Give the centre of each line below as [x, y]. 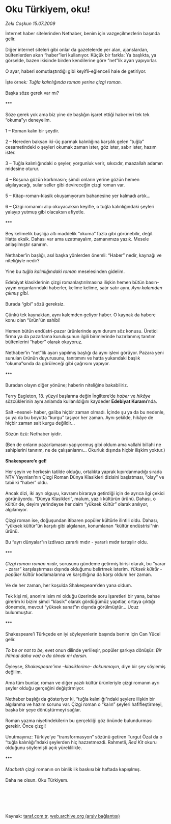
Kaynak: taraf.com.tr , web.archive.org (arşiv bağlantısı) [63, 816]
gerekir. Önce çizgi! [26, 726]
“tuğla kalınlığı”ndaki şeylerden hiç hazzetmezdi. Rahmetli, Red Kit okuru [81, 742]
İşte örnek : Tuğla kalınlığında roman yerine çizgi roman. [64, 82]
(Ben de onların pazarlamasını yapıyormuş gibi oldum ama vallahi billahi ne [83, 445]
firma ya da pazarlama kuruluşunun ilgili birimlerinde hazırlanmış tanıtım [81, 336]
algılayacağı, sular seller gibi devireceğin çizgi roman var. [65, 185]
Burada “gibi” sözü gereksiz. [35, 304]
